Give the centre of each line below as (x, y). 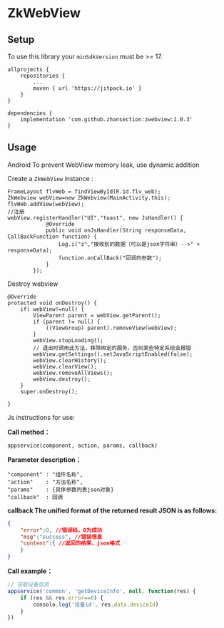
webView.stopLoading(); (68, 340)
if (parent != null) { (67, 321)
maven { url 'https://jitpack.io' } (87, 88)
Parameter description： (45, 459)
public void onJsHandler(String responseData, (116, 230)
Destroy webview (33, 284)
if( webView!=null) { (52, 309)
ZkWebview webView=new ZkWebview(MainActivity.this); (89, 197)
